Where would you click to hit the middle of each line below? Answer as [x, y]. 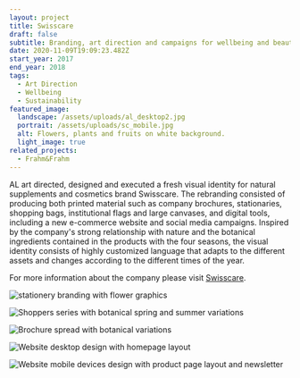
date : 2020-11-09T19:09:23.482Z [69, 51]
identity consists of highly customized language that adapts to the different [147, 250]
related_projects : [43, 150]
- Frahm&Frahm [43, 159]
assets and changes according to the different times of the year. [127, 260]
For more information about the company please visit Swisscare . [128, 277]
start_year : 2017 [42, 59]
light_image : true [52, 142]
